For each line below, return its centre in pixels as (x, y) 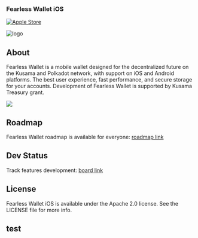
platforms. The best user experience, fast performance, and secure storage (99, 80)
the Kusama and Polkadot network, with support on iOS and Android (90, 73)
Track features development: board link (55, 170)
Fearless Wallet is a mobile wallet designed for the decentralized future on (98, 67)
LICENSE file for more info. (39, 210)
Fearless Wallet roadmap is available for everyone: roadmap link (85, 137)
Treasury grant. (25, 92)
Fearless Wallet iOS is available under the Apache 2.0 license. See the (92, 203)
